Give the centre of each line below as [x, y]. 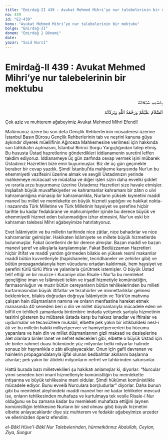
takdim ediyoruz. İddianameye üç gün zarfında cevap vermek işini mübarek [82, 158]
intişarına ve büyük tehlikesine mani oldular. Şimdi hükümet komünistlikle [80, 380]
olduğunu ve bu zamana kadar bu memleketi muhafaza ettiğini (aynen [77, 401]
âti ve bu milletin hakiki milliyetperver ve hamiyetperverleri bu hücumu [77, 327]
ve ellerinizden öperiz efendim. [37, 417]
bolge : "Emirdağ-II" [27, 29]
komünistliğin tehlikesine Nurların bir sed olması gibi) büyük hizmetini [76, 406]
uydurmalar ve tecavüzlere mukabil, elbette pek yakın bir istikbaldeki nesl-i [82, 322]
